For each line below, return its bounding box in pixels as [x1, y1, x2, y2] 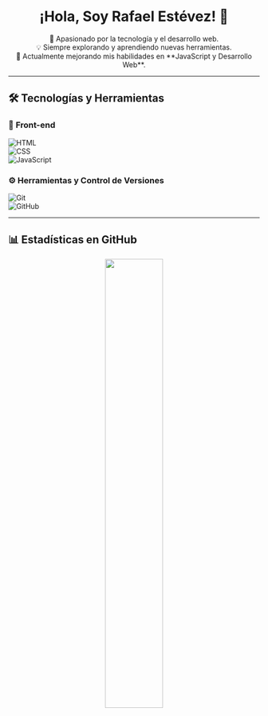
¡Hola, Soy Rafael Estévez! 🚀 [39, 7, 229, 26]
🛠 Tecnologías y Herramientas [8, 91, 165, 106]
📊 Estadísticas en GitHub [8, 233, 137, 246]
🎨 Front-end [8, 119, 56, 130]
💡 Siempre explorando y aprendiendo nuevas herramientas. [36, 42, 232, 52]
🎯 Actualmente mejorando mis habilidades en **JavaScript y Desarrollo [15, 51, 253, 61]
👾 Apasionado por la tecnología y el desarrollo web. [49, 34, 219, 43]
